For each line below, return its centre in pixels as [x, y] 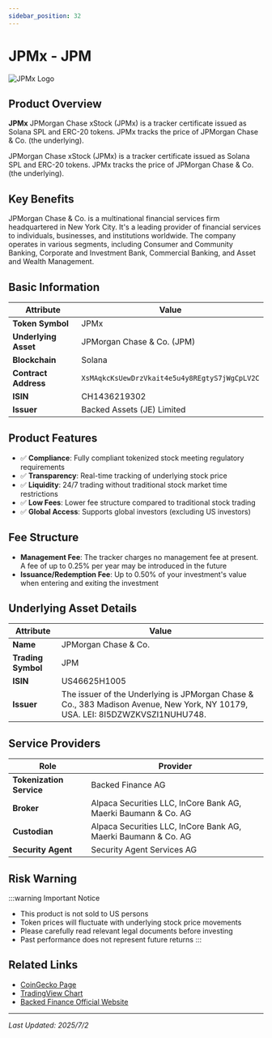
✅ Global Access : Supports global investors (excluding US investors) [135, 511]
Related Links [43, 965]
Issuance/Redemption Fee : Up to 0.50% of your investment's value [133, 574]
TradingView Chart [51, 993]
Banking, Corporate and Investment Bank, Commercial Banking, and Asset [132, 253]
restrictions [39, 493]
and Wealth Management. [51, 262]
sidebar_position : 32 [45, 16]
